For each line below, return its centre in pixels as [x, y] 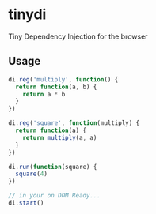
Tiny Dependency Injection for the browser [78, 36]
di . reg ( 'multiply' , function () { [63, 79]
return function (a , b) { [56, 87]
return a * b [44, 94]
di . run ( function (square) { [53, 167]
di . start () [26, 203]
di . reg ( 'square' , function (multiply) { [74, 123]
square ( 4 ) [31, 174]
